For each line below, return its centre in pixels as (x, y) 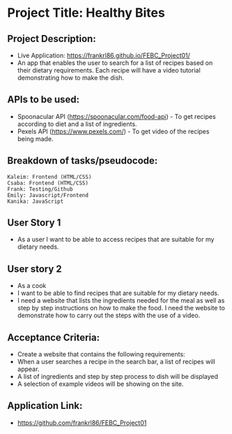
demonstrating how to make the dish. (71, 78)
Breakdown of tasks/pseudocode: (83, 161)
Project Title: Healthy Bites (86, 13)
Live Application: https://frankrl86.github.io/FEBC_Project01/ (103, 55)
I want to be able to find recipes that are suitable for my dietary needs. (118, 293)
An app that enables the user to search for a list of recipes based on (115, 63)
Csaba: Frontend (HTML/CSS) (48, 183)
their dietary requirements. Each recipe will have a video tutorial (109, 70)
